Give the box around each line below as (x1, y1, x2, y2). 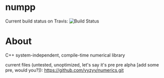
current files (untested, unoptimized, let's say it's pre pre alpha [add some (5, 61, 159, 67)
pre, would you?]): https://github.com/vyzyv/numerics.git (5, 67, 124, 73)
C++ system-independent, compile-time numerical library (5, 52, 125, 58)
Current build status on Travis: (5, 18, 68, 24)
